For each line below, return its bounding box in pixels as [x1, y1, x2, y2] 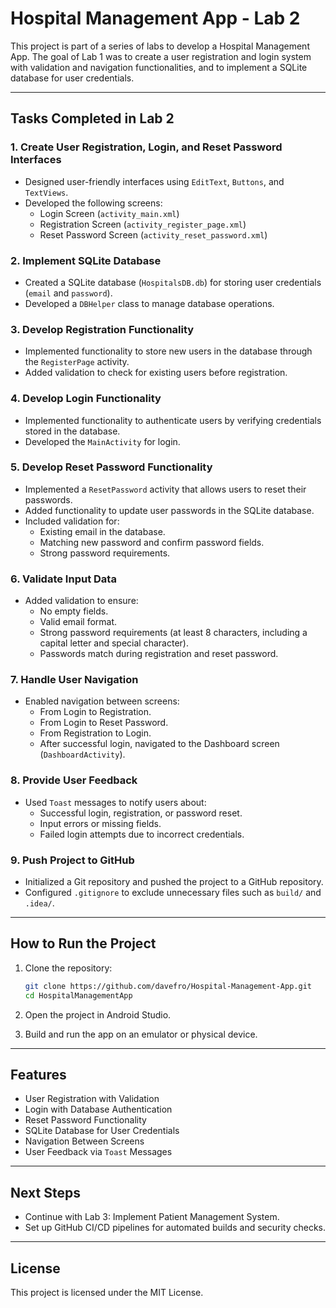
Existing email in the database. [39, 525, 166, 537]
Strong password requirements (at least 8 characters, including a [39, 627, 308, 639]
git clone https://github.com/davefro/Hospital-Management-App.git [24, 981, 312, 991]
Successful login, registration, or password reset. [39, 807, 243, 819]
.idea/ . [24, 897, 55, 909]
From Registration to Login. [39, 727, 152, 739]
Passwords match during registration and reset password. [39, 648, 279, 660]
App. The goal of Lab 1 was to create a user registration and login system [10, 50, 312, 62]
